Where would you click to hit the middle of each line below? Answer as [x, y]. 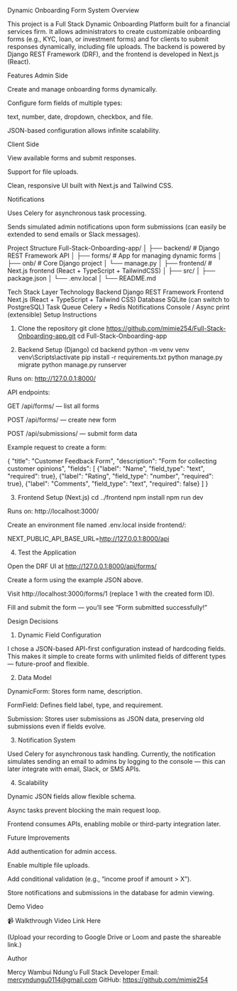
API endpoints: [29, 392]
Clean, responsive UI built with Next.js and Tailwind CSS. [90, 185]
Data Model [34, 678]
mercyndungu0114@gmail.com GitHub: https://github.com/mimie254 [108, 980]
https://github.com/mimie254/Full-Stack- [166, 328]
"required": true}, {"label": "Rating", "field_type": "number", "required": [111, 476]
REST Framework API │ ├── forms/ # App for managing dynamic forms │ [115, 256]
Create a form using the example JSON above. [75, 580]
